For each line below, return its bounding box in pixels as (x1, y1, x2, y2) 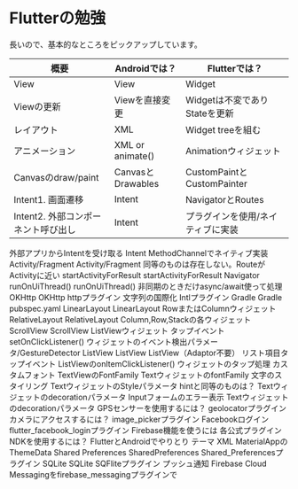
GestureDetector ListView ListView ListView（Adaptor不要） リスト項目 (20, 347, 281, 358)
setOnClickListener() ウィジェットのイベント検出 (9, 336, 188, 346)
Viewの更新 (13, 100, 62, 113)
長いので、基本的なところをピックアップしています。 (9, 39, 202, 50)
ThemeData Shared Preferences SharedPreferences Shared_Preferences (9, 446, 276, 457)
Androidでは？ (114, 62, 176, 74)
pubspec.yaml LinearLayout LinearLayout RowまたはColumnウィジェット (9, 303, 277, 314)
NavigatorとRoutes (184, 193, 264, 206)
